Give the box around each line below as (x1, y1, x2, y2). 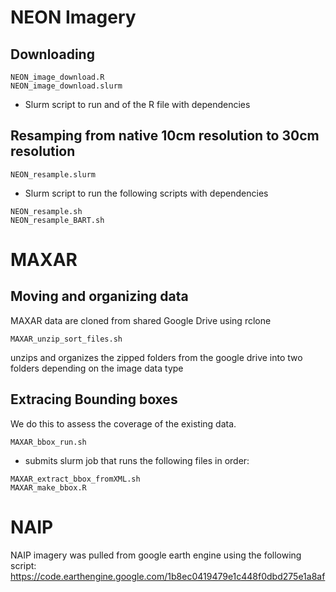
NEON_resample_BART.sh (10, 215, 105, 225)
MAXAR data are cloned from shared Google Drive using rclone (10, 314, 272, 326)
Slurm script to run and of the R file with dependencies (24, 99, 251, 110)
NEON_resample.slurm (10, 169, 97, 180)
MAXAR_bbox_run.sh (10, 437, 87, 447)
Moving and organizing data (10, 288, 189, 305)
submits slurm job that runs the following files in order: (24, 454, 250, 466)
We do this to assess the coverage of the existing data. (10, 417, 237, 430)
